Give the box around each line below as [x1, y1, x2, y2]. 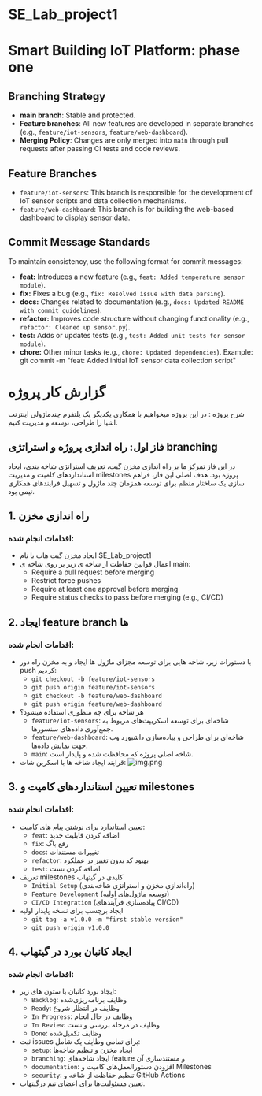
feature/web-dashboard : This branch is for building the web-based [19, 205, 234, 214]
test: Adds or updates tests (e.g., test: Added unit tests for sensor [19, 330, 245, 340]
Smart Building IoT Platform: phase [8, 42, 241, 60]
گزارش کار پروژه [8, 384, 106, 401]
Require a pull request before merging [31, 567, 155, 577]
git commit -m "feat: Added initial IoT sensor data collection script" [19, 355, 236, 365]
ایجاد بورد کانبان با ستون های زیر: [19, 986, 116, 996]
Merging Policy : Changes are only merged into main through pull [19, 136, 229, 145]
